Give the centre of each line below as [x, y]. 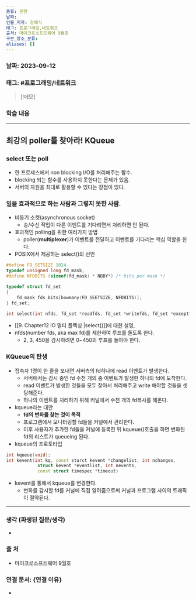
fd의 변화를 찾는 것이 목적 [52, 414]
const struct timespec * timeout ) [78, 471]
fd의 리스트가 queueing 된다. [56, 436]
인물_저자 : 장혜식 [24, 22]
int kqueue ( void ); [28, 455]
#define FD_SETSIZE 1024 [36, 265]
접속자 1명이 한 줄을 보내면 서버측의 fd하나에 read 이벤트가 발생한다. [92, 371]
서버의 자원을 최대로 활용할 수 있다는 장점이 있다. [70, 187]
